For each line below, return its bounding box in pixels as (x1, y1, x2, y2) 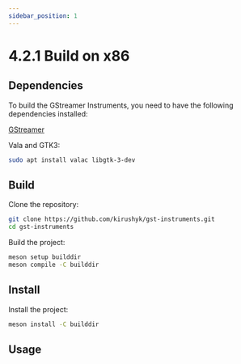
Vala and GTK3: (8, 140, 61, 150)
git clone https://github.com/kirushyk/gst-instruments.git (8, 215, 216, 223)
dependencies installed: (8, 108, 88, 118)
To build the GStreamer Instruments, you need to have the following (8, 100, 234, 110)
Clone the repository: (8, 200, 79, 210)
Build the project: (8, 238, 66, 248)
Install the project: (8, 304, 69, 314)
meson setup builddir (8, 253, 82, 261)
